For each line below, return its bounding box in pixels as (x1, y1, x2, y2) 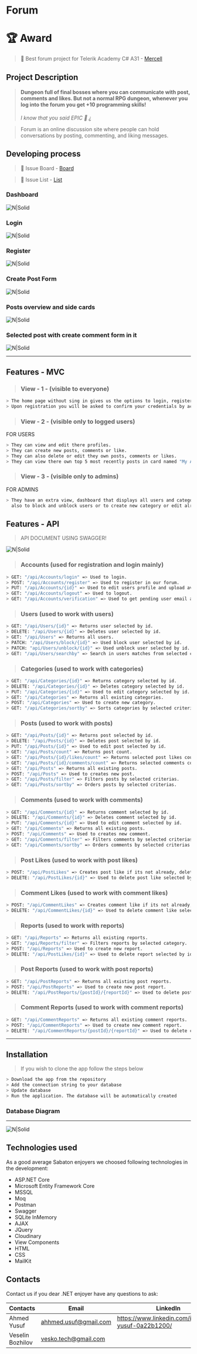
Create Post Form (6, 275, 57, 283)
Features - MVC (6, 367, 65, 377)
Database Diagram (6, 1107, 60, 1115)
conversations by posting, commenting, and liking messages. (20, 132, 169, 139)
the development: (6, 1164, 49, 1172)
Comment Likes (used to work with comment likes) (20, 888, 168, 897)
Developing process (6, 149, 81, 159)
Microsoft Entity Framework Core (14, 1182, 95, 1189)
